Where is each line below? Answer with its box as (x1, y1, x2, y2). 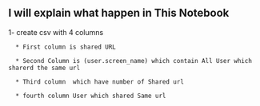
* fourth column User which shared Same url (15, 92, 166, 100)
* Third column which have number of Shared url (15, 77, 184, 86)
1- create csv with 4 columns (8, 27, 104, 37)
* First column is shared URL (15, 43, 116, 51)
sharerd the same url (8, 64, 81, 72)
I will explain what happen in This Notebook (8, 6, 230, 20)
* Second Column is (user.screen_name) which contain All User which (15, 57, 252, 65)
